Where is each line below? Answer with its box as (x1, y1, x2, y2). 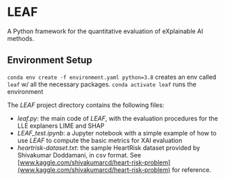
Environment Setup (7, 55, 92, 66)
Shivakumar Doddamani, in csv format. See (17, 151, 142, 159)
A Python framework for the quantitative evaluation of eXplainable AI (7, 27, 203, 35)
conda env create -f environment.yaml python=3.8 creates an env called (7, 73, 217, 81)
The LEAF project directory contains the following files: (7, 101, 165, 109)
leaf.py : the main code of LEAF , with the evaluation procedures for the (17, 114, 219, 122)
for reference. (172, 165, 212, 173)
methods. (7, 34, 35, 42)
